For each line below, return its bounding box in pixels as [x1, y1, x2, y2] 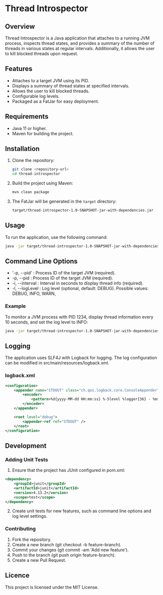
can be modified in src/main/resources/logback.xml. [5, 360, 110, 366]
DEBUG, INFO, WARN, [12, 290, 56, 297]
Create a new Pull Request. [12, 557, 66, 563]
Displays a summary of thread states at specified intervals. [12, 83, 130, 89]
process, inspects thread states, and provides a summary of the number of [5, 40, 155, 46]
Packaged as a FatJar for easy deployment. [12, 98, 99, 104]
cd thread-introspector [12, 171, 61, 177]
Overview [5, 22, 35, 31]
